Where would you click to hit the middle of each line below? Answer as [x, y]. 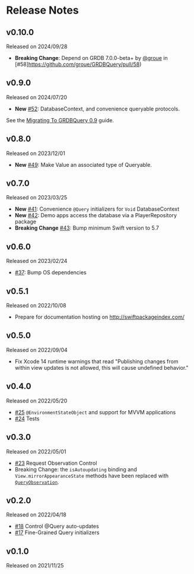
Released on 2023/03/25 [37, 198]
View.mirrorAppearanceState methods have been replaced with [92, 475]
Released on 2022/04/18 [36, 515]
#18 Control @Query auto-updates [57, 527]
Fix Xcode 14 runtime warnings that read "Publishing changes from [96, 361]
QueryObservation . [37, 482]
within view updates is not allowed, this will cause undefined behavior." [101, 367]
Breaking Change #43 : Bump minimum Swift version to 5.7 [87, 228]
